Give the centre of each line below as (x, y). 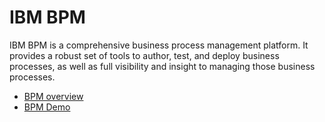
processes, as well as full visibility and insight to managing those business (162, 66)
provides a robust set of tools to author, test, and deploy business (144, 55)
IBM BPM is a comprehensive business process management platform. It (159, 45)
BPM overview (53, 96)
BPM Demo (47, 107)
